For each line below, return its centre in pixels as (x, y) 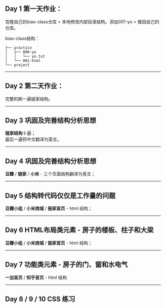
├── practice (19, 48)
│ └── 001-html (23, 61)
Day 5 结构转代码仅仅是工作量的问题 (60, 196)
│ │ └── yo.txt (25, 56)
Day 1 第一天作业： (34, 9)
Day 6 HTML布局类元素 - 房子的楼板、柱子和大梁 (80, 230)
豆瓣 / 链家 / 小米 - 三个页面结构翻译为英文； (50, 174)
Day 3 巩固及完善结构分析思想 (51, 121)
